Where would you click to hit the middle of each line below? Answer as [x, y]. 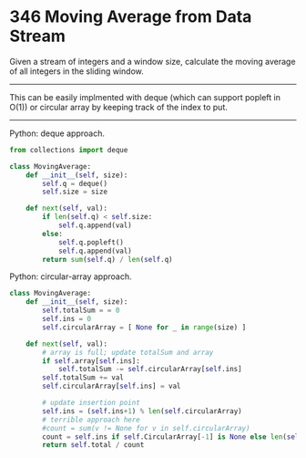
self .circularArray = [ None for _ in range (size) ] [144, 327]
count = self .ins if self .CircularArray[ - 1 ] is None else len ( [164, 437]
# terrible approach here [92, 420]
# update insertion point [92, 403]
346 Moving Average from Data [131, 17]
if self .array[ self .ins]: [92, 361]
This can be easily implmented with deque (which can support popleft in [145, 97]
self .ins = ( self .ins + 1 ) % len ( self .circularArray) [143, 411]
